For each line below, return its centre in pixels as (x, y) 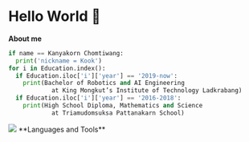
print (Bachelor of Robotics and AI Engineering (104, 83)
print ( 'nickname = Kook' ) (59, 61)
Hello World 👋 (55, 16)
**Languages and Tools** (62, 129)
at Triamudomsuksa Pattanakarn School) (118, 113)
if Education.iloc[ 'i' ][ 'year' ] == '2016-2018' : (98, 98)
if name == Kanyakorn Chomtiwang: (66, 53)
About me (25, 39)
